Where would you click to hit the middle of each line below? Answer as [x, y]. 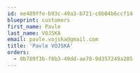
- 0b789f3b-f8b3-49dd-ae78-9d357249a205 [73, 59]
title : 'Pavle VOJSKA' [40, 46]
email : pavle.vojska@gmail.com [53, 40]
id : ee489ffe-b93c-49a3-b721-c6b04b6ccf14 [70, 14]
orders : [19, 53]
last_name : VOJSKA [34, 33]
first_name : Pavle [34, 26]
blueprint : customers [39, 20]
